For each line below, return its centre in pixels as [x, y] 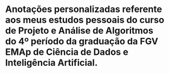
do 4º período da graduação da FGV [82, 42]
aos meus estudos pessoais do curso [85, 20]
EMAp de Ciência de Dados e [67, 52]
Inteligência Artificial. [51, 63]
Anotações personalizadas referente [84, 9]
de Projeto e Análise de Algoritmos [79, 31]
